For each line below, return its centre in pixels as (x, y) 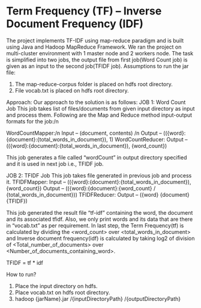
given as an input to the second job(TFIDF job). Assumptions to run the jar (97, 66)
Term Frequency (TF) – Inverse (84, 11)
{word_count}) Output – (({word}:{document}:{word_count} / (81, 188)
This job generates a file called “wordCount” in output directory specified (97, 157)
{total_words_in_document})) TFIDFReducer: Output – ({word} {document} (98, 194)
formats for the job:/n (32, 121)
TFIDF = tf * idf (25, 262)
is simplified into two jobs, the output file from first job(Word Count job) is (97, 60)
